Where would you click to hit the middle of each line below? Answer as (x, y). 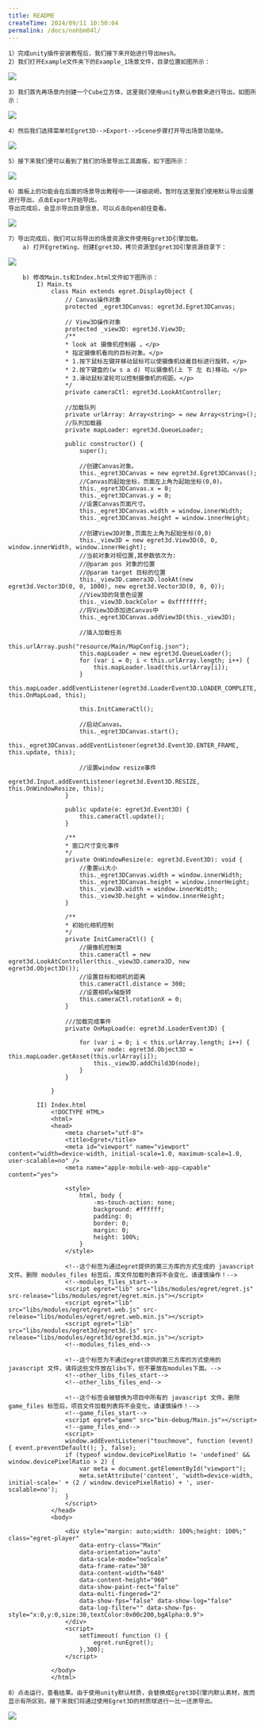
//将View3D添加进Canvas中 (119, 610)
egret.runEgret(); (124, 1643)
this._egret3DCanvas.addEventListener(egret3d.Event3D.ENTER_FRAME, (124, 746)
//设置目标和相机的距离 (112, 977)
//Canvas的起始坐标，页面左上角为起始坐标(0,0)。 (152, 482)
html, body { (101, 1196)
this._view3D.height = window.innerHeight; (152, 896)
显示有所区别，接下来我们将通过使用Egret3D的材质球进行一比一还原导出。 (112, 1702)
